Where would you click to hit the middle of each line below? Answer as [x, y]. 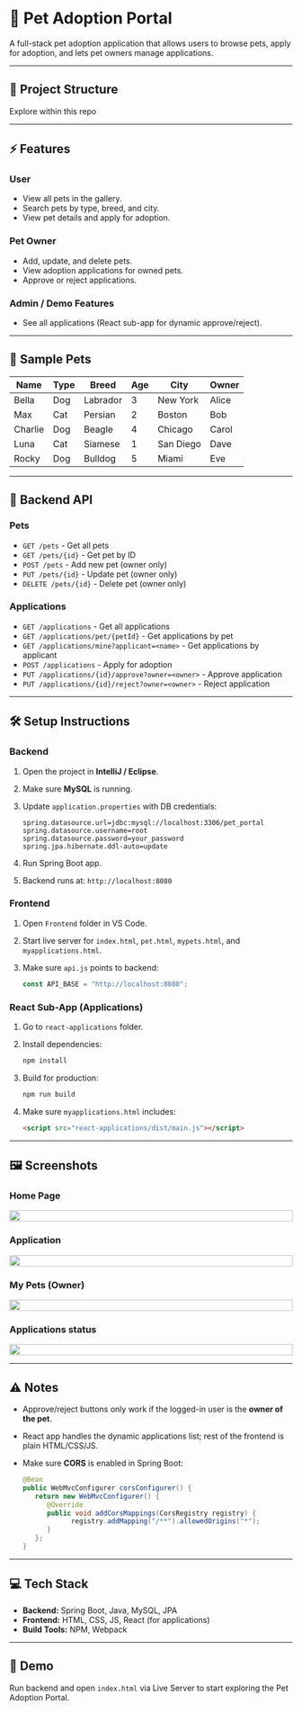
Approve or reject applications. [80, 280]
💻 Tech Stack [49, 1584]
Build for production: [60, 1078]
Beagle [99, 429]
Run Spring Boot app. [62, 863]
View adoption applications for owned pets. [103, 270]
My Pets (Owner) [47, 1285]
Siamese [102, 444]
